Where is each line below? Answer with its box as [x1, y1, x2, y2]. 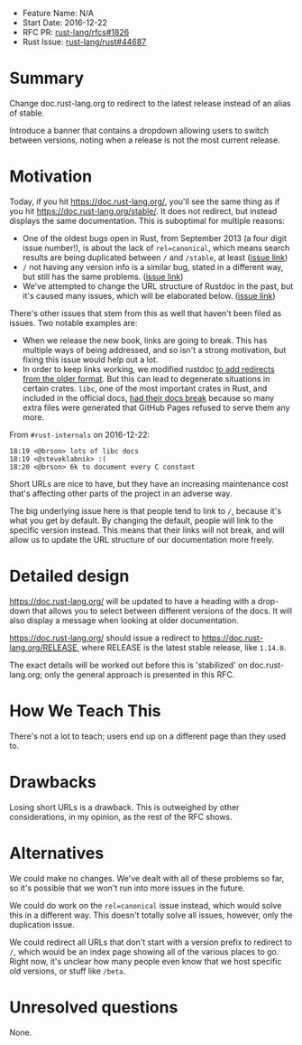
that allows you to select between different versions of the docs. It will [32, 605, 293, 616]
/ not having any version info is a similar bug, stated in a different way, [22, 261, 284, 272]
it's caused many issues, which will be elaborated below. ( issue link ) [22, 290, 276, 301]
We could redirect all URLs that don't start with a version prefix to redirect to [9, 937, 293, 947]
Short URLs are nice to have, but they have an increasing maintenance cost [9, 478, 288, 489]
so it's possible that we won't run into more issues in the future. [9, 882, 245, 893]
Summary [9, 68, 84, 89]
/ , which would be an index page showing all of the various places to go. [9, 946, 279, 956]
